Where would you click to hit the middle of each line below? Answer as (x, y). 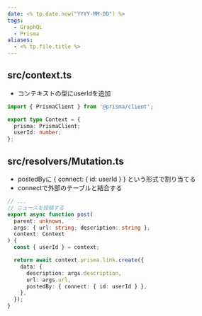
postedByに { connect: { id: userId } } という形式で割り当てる (107, 179)
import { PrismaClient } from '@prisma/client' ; (80, 107)
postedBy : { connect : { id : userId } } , (86, 286)
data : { (31, 267)
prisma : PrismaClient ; (47, 126)
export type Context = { (44, 119)
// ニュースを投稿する (36, 208)
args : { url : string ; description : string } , (82, 228)
